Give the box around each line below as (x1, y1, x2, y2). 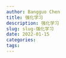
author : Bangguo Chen (6, 8, 61, 15)
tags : (6, 43, 20, 49)
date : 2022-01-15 (6, 31, 50, 37)
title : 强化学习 (6, 14, 43, 21)
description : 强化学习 (6, 20, 59, 26)
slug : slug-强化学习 (6, 25, 54, 32)
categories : (6, 37, 36, 43)
